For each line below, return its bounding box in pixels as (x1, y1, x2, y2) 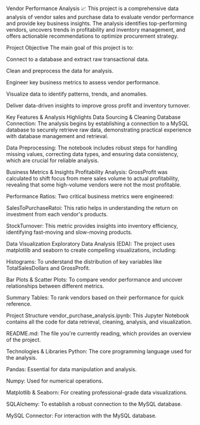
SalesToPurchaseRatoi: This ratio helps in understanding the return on (6, 204, 178, 211)
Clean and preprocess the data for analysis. (6, 68, 114, 74)
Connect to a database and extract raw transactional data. (6, 56, 149, 63)
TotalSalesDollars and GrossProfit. (6, 265, 91, 271)
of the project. (6, 337, 41, 343)
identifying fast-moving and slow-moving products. (6, 229, 133, 236)
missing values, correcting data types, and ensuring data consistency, (6, 151, 179, 157)
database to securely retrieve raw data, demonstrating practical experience (6, 126, 192, 133)
